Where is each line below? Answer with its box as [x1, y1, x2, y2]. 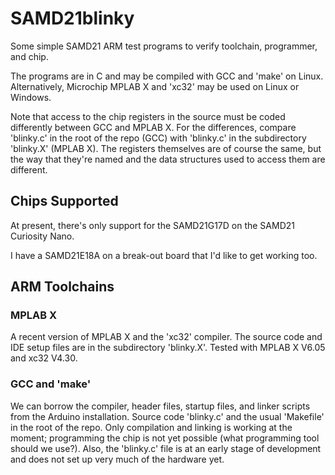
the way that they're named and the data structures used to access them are [10, 153, 326, 165]
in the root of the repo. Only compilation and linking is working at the [10, 421, 293, 433]
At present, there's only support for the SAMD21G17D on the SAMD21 [10, 219, 295, 231]
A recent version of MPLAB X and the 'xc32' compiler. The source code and [10, 331, 323, 343]
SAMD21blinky [10, 7, 135, 30]
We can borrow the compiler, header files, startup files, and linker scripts [10, 400, 311, 412]
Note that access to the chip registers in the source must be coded [10, 110, 286, 122]
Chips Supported [10, 193, 119, 210]
